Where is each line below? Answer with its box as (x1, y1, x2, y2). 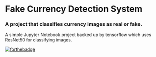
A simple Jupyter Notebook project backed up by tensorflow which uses (5, 32, 152, 38)
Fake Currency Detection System (5, 3, 143, 15)
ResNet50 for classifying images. (5, 37, 72, 43)
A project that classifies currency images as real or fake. (5, 21, 143, 28)
